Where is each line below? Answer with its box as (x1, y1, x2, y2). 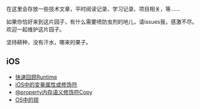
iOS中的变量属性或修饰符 (15, 81, 78, 88)
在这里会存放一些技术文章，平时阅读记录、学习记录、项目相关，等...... (6, 5, 181, 12)
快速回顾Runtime (15, 73, 58, 81)
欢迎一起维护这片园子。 (6, 26, 65, 33)
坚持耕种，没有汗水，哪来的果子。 (6, 39, 92, 45)
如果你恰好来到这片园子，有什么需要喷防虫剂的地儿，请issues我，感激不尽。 (6, 18, 198, 25)
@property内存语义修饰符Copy (15, 88, 93, 96)
